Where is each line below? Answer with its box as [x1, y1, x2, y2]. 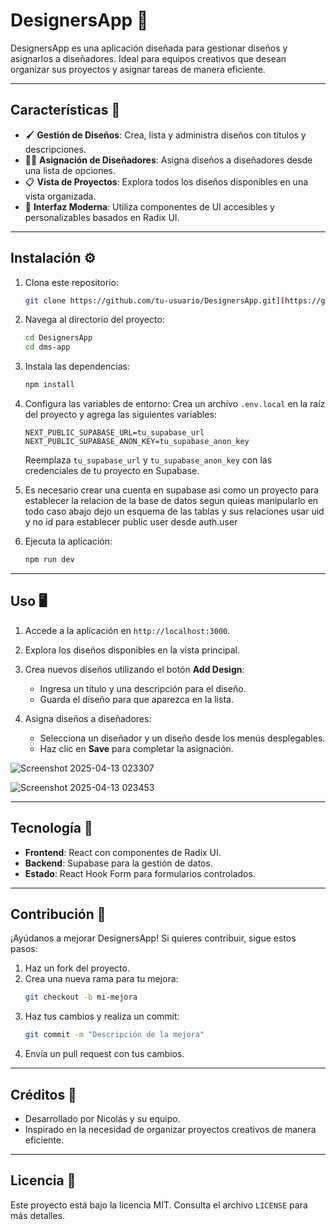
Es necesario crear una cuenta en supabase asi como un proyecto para [24, 484, 320, 496]
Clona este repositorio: [24, 276, 119, 288]
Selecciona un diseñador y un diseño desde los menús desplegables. [39, 732, 326, 744]
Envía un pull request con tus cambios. [24, 1048, 185, 1060]
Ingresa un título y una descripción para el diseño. [39, 682, 247, 694]
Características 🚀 [10, 102, 121, 119]
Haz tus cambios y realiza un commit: [24, 1010, 180, 1023]
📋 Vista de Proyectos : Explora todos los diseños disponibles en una [24, 175, 309, 188]
